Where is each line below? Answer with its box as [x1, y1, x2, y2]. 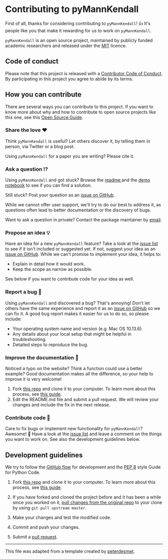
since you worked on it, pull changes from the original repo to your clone [12, 499, 162, 505]
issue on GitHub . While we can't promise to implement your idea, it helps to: [5, 251, 161, 257]
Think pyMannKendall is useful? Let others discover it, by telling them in [5, 138, 150, 144]
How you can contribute [5, 90, 81, 99]
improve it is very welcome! [5, 376, 62, 382]
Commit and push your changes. [12, 524, 80, 530]
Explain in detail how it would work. [12, 261, 85, 267]
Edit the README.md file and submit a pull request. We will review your [12, 397, 159, 403]
